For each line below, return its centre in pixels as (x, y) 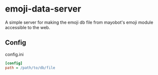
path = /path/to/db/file (30, 68)
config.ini (14, 54)
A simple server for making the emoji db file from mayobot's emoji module (79, 22)
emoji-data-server (43, 9)
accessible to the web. (27, 27)
